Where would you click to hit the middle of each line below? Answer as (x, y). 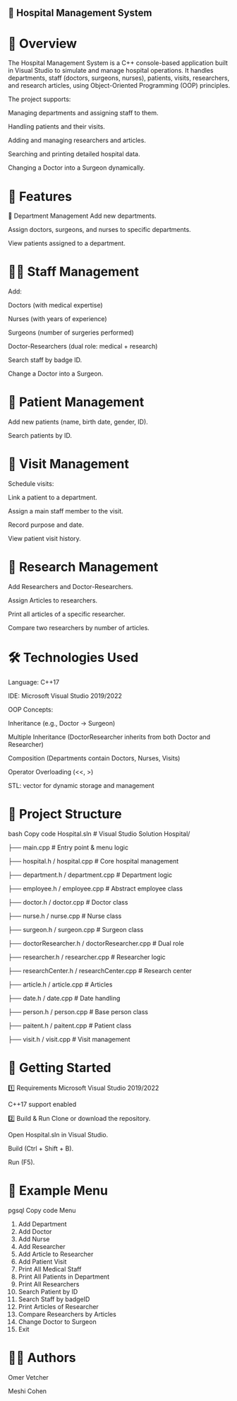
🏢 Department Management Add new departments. (83, 216)
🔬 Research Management (83, 567)
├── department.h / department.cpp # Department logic (90, 875)
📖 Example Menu (58, 1191)
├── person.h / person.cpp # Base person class (78, 1011)
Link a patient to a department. (53, 498)
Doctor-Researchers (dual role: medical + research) (83, 347)
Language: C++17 (34, 682)
